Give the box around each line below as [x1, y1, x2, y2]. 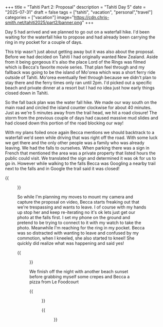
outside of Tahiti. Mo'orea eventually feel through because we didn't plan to [5, 75, 157, 80]
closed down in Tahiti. [5, 90, 49, 96]
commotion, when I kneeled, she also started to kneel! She [17, 235, 135, 241]
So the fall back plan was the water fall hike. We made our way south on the [5, 100, 157, 105]
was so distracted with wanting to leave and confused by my [17, 230, 139, 236]
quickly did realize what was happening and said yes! [17, 241, 124, 246]
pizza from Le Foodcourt [29, 279, 79, 285]
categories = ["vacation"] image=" [5, 15, 74, 20]
